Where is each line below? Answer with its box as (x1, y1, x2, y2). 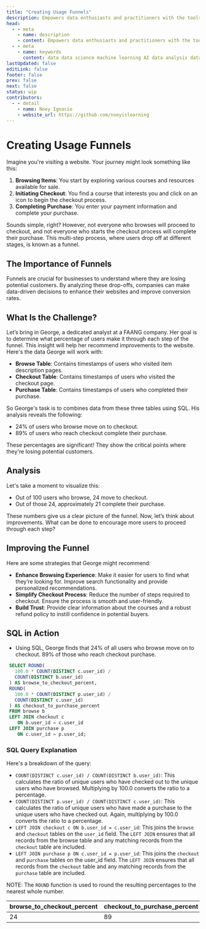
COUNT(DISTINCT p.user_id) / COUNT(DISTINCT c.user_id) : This (15, 798, 175, 805)
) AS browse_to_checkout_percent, (9, 680, 97, 686)
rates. (6, 295, 21, 302)
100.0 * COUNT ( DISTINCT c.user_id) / (14, 668, 112, 675)
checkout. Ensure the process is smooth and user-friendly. (15, 597, 164, 604)
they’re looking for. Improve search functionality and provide (15, 577, 168, 585)
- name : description (17, 32, 70, 38)
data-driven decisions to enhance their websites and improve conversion (6, 288, 191, 295)
